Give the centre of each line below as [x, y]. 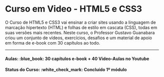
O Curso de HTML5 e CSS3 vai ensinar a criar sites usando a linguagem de [81, 22]
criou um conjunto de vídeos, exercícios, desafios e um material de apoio [79, 38]
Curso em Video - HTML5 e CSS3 [74, 9]
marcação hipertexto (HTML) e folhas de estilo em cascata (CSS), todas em [81, 27]
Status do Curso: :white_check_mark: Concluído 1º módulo [66, 70]
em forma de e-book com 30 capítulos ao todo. [53, 43]
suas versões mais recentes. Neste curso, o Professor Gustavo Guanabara [80, 32]
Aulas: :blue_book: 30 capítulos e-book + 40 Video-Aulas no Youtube [77, 59]
